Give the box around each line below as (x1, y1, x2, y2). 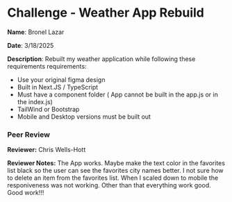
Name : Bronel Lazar (7, 28, 65, 36)
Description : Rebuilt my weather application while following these (7, 54, 196, 63)
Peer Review (7, 130, 51, 140)
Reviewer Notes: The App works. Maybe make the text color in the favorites (7, 159, 226, 167)
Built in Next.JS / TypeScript (17, 83, 99, 91)
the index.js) (17, 97, 53, 106)
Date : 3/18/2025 (7, 41, 54, 49)
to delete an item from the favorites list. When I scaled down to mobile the (7, 174, 219, 182)
